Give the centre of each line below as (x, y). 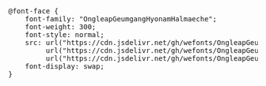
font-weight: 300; (61, 27)
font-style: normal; (65, 35)
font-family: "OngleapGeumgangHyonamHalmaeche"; (121, 19)
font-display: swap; (65, 66)
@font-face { (34, 11)
